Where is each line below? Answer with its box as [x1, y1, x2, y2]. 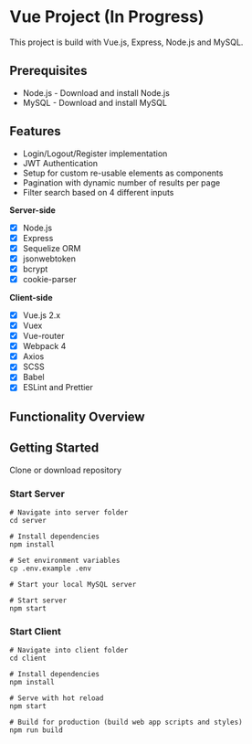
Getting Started [9, 441, 100, 456]
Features [9, 123, 61, 139]
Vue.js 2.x [22, 309, 61, 321]
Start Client [9, 624, 62, 637]
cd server [9, 515, 47, 525]
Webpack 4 [22, 341, 67, 352]
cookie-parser [22, 273, 77, 284]
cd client [9, 654, 47, 664]
